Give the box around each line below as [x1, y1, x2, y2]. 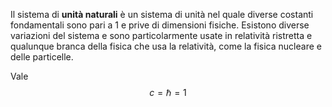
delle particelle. [10, 51, 74, 63]
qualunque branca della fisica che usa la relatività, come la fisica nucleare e [10, 40, 322, 52]
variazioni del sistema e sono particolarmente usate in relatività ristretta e [10, 30, 313, 41]
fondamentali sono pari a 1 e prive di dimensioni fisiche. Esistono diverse [10, 19, 310, 31]
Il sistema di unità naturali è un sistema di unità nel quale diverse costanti [10, 9, 314, 20]
